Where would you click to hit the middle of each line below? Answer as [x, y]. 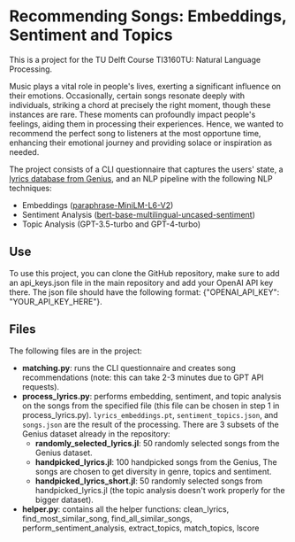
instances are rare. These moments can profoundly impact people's [132, 114]
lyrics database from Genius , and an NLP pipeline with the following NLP [141, 178]
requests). [41, 386]
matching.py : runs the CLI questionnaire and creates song [129, 368]
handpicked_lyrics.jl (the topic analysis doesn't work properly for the [160, 490]
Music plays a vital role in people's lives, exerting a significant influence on [145, 86]
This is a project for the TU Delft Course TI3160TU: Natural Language [135, 59]
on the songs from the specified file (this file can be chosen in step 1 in [151, 406]
